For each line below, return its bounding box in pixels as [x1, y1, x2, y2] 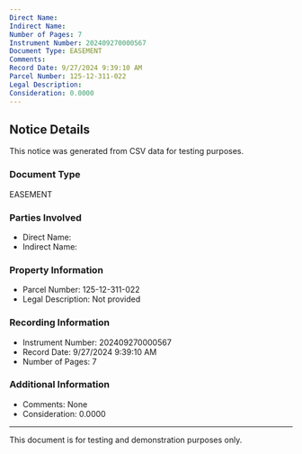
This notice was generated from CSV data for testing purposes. [9, 146, 244, 157]
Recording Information [9, 316, 111, 329]
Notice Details [9, 122, 90, 137]
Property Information [9, 263, 103, 276]
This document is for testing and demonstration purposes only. [9, 434, 243, 445]
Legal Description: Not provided [22, 294, 141, 304]
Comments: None [22, 398, 88, 410]
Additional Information [9, 378, 111, 391]
